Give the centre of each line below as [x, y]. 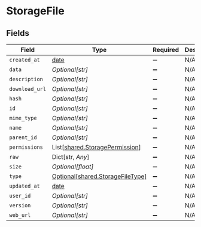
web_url [20, 215]
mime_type [23, 118]
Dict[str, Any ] [71, 157]
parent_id [23, 138]
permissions [26, 147]
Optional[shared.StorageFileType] [99, 176]
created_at [25, 60]
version [20, 205]
